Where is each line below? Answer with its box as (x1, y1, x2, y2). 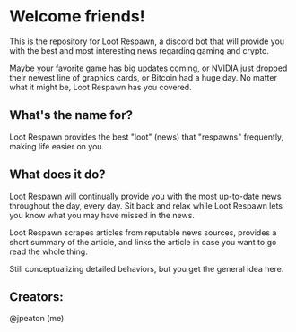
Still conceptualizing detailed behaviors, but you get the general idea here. (9, 263, 284, 274)
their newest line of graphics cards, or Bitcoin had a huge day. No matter (9, 72, 278, 82)
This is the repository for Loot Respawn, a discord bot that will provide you (9, 36, 285, 47)
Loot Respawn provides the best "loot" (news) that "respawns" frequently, (9, 132, 284, 142)
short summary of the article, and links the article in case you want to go (9, 236, 277, 247)
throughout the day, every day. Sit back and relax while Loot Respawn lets (9, 200, 283, 211)
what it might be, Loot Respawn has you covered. (9, 81, 192, 92)
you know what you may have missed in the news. (9, 209, 196, 220)
